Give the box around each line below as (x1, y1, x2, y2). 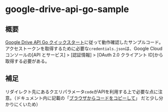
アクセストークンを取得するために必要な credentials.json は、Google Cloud (5, 45, 163, 51)
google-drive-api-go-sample (5, 4, 129, 15)
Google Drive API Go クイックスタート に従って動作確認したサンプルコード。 (5, 39, 163, 45)
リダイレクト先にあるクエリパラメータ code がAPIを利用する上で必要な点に (5, 88, 158, 94)
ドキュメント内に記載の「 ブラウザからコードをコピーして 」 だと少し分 (16, 95, 163, 101)
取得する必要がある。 (5, 58, 49, 64)
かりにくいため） (5, 101, 41, 107)
